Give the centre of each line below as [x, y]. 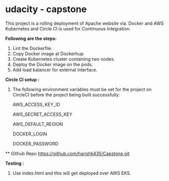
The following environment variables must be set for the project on [82, 89]
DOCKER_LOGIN [30, 134]
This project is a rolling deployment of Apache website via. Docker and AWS [85, 23]
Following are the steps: [31, 38]
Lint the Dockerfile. [32, 48]
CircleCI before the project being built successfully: [66, 95]
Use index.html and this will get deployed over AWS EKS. [72, 173]
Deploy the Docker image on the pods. [53, 64]
